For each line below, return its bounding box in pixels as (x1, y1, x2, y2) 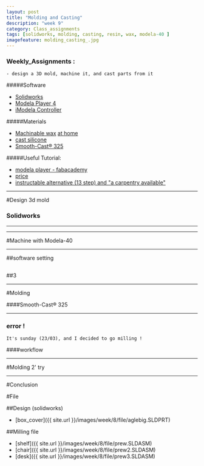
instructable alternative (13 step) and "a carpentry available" (15, 179, 166, 186)
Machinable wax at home (15, 130, 78, 137)
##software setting (6, 254, 54, 262)
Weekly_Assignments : (6, 57, 75, 66)
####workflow (6, 346, 44, 354)
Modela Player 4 (15, 100, 56, 107)
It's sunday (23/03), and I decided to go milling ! (6, 336, 143, 342)
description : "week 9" (6, 20, 64, 26)
